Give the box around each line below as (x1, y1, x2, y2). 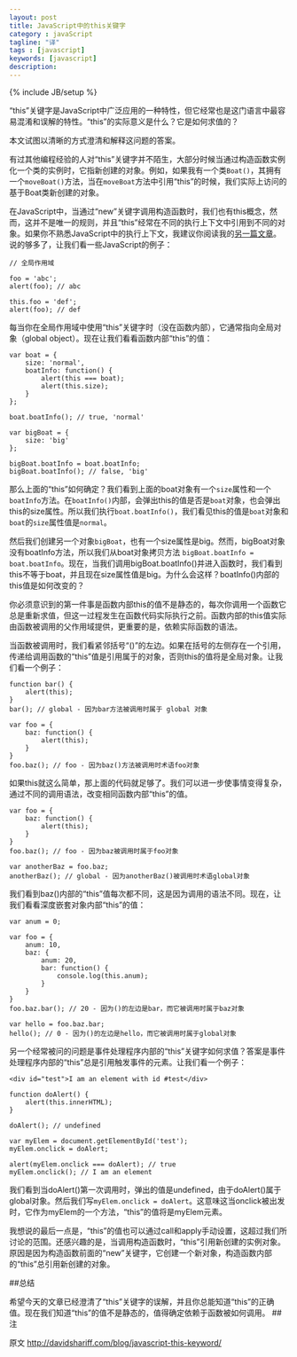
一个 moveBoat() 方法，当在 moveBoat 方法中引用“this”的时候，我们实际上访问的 (9, 176, 287, 186)
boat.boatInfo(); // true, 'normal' (9, 412, 145, 421)
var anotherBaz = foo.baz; (9, 862, 109, 871)
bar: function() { (41, 963, 109, 972)
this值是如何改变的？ (9, 580, 85, 591)
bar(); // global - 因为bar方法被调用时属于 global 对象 (9, 704, 208, 714)
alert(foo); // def (9, 305, 82, 314)
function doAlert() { (9, 1090, 90, 1099)
